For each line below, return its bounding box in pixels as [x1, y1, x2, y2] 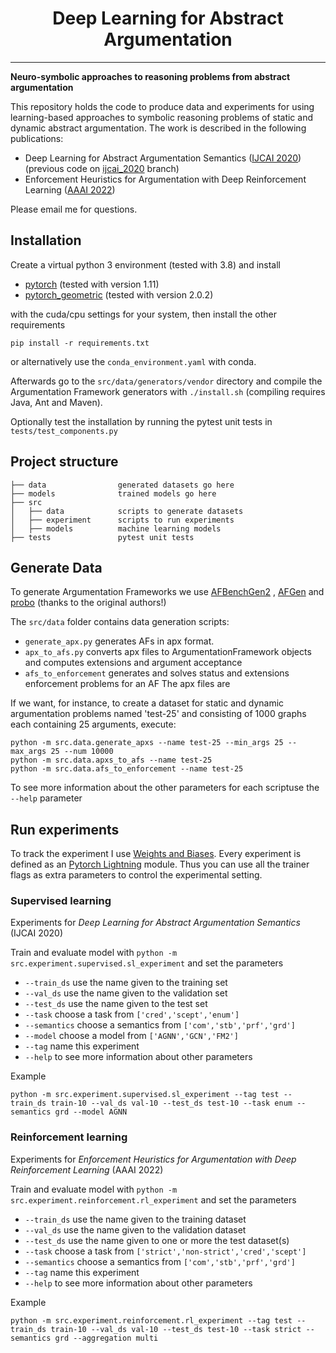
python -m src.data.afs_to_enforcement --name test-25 [10, 764, 244, 774]
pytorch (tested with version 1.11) [24, 278, 160, 290]
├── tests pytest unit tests [10, 532, 195, 542]
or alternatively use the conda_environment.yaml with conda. [10, 355, 257, 367]
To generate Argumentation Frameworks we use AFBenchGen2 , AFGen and [10, 586, 325, 598]
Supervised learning [10, 894, 112, 908]
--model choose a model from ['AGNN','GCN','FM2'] [24, 1030, 239, 1042]
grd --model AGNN [54, 1107, 128, 1117]
